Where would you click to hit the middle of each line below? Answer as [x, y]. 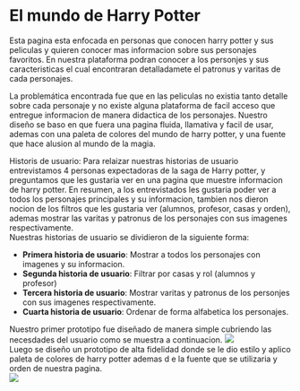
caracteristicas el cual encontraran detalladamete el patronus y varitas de [145, 69]
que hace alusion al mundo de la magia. [82, 143]
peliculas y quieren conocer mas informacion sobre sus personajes [133, 49]
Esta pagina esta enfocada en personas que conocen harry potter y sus [141, 40]
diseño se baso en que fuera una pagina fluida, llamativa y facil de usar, [141, 124]
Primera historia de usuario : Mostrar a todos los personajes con [141, 254]
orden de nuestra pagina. [56, 368]
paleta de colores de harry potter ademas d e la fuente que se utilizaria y [143, 359]
